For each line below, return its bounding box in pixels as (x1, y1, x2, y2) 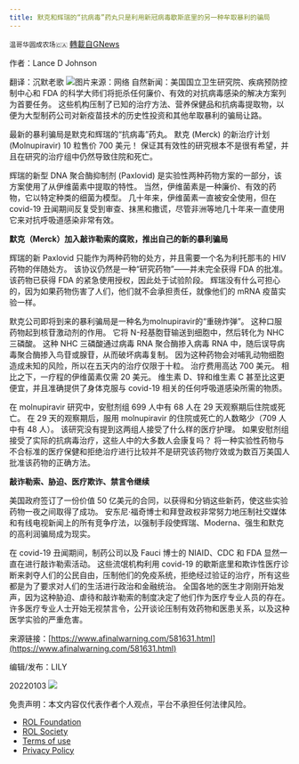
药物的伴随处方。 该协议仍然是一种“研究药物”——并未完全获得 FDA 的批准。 (9, 264, 287, 274)
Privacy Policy (21, 744, 75, 755)
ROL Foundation (21, 716, 82, 727)
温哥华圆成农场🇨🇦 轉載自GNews (9, 38, 120, 49)
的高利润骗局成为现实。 (9, 528, 95, 539)
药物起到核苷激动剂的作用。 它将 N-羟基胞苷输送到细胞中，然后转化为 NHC (9, 327, 285, 337)
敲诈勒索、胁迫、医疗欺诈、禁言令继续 (9, 475, 149, 486)
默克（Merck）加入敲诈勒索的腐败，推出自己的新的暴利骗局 (9, 233, 229, 244)
